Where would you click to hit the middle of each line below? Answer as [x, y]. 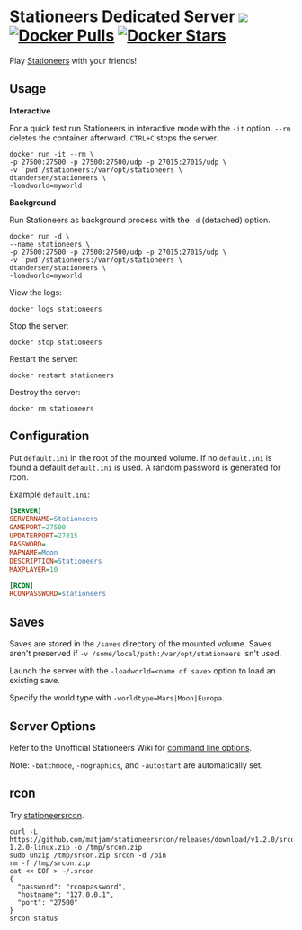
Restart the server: [44, 358]
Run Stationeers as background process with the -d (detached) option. [140, 220]
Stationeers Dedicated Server [122, 17]
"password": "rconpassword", [72, 887]
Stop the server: [39, 325]
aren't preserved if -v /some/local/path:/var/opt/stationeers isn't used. [146, 654]
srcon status [34, 918]
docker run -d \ [40, 236]
